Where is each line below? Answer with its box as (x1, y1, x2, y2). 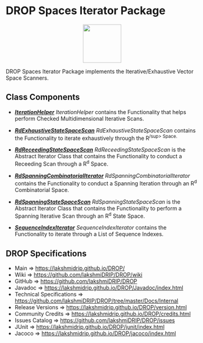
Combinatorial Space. (14, 186, 70, 193)
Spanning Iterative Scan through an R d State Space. (14, 211, 145, 220)
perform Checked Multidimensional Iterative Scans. (14, 115, 144, 122)
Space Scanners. (6, 74, 50, 82)
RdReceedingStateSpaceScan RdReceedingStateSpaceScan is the (14, 146, 186, 153)
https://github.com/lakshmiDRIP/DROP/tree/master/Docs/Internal (14, 297, 179, 304)
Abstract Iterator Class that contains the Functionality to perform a (14, 204, 182, 212)
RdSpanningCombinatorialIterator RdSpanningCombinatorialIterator (14, 172, 190, 180)
